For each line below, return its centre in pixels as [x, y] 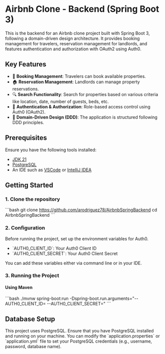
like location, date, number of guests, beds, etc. [60, 101]
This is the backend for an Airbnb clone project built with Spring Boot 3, [78, 33]
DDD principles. [28, 122]
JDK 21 [19, 159]
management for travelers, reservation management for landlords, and [76, 43]
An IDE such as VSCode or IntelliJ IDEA [52, 170]
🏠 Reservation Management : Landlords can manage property [76, 82]
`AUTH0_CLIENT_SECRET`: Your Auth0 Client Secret [65, 253]
